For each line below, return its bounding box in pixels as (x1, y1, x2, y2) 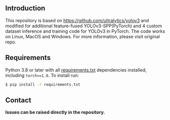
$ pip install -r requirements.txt (5, 82, 81, 87)
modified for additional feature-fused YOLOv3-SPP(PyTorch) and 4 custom (5, 23, 162, 29)
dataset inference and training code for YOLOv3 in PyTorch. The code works (5, 28, 165, 34)
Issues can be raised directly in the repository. (5, 109, 106, 115)
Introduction (5, 4, 46, 13)
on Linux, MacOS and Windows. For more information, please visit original (5, 33, 160, 39)
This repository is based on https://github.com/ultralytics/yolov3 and (5, 17, 149, 23)
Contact (5, 96, 31, 104)
